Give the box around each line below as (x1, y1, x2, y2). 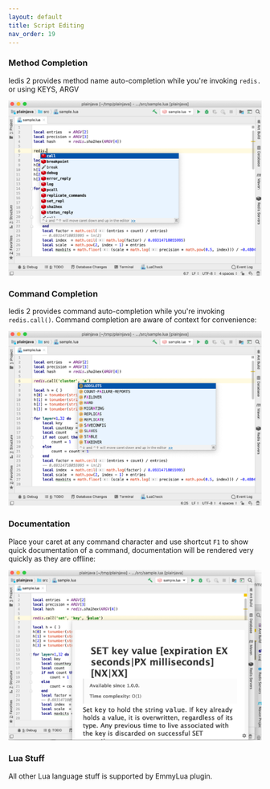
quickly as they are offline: (8, 554, 96, 563)
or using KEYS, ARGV (8, 84, 80, 94)
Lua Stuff (8, 753, 46, 764)
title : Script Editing (8, 21, 84, 30)
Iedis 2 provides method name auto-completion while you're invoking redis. (8, 76, 261, 85)
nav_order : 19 (8, 30, 56, 38)
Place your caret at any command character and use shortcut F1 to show (8, 537, 249, 546)
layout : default (8, 13, 63, 21)
